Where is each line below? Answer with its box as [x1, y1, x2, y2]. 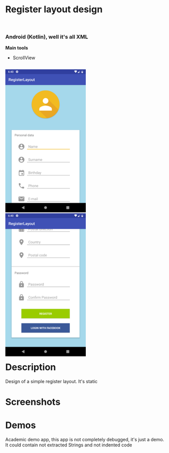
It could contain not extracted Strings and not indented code [5, 442, 132, 448]
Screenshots [5, 396, 61, 408]
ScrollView [12, 55, 36, 61]
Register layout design [5, 4, 103, 15]
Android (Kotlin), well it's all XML [5, 33, 88, 40]
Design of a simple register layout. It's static [5, 378, 98, 384]
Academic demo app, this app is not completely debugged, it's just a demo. [5, 437, 164, 443]
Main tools [5, 45, 28, 51]
